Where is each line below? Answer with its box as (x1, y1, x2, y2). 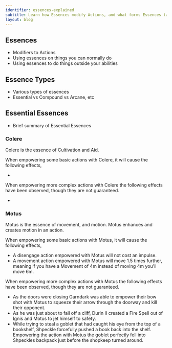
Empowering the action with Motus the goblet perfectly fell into (12, 332, 146, 338)
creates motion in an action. (5, 227, 64, 233)
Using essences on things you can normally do (12, 55, 112, 61)
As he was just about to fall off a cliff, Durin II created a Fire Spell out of (12, 310, 163, 316)
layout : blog (5, 17, 33, 22)
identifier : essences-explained (5, 7, 74, 13)
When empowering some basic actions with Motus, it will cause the (5, 237, 147, 243)
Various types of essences (12, 89, 69, 95)
